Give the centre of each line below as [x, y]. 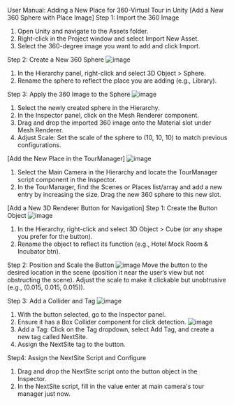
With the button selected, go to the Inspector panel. [92, 314]
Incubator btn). [39, 251]
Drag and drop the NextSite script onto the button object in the [107, 371]
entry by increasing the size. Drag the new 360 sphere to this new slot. [119, 194]
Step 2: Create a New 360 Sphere [56, 60]
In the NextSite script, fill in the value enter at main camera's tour [111, 386]
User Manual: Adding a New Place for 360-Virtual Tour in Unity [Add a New [115, 10]
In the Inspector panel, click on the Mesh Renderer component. [108, 115]
